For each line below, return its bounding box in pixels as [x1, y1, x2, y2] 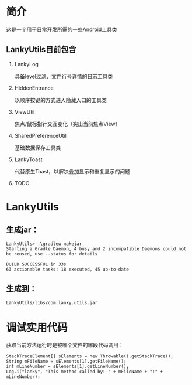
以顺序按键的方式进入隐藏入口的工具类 [14, 96, 107, 103]
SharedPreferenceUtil [14, 132, 67, 139]
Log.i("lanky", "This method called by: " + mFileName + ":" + [6, 369, 163, 374]
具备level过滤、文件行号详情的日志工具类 [14, 73, 113, 80]
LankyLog [14, 60, 39, 67]
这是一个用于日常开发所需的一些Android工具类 [6, 26, 117, 33]
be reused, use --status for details [6, 251, 98, 257]
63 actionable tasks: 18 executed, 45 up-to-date [6, 266, 130, 272]
